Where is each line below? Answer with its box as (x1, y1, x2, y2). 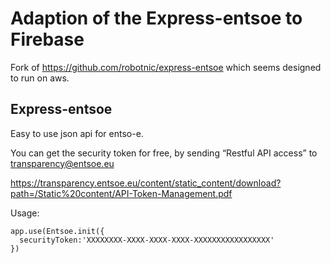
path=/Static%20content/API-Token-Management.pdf (10, 187, 233, 199)
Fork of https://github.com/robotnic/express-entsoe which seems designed (10, 61, 322, 73)
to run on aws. (10, 72, 70, 84)
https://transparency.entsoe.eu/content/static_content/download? (10, 177, 282, 189)
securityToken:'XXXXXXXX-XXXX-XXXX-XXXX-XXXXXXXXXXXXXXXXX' (19, 235, 275, 245)
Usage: (10, 207, 40, 219)
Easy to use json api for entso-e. (10, 127, 144, 139)
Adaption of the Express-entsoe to (10, 7, 303, 30)
